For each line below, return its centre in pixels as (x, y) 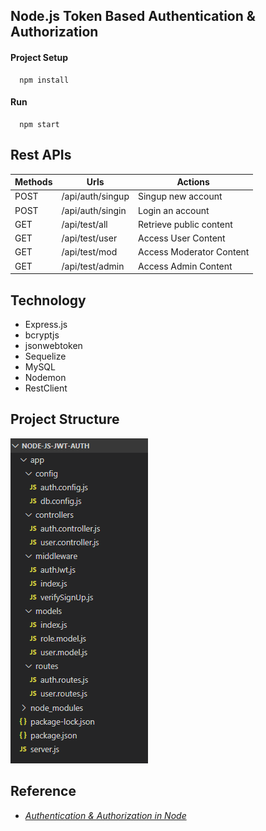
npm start (39, 124)
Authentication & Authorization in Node (105, 815)
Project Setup (39, 57)
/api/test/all (84, 224)
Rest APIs (41, 155)
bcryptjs (42, 335)
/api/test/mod (89, 252)
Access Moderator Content (193, 252)
